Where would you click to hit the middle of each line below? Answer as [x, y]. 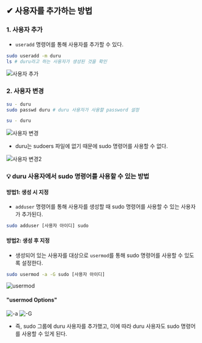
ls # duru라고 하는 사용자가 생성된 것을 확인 [57, 62]
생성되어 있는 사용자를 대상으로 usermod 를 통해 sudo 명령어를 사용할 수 [99, 255]
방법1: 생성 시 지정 [27, 192]
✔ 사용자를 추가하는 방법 [49, 11]
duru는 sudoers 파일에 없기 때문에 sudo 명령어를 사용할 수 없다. [92, 146]
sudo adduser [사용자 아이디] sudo [47, 226]
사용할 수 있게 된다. [44, 333]
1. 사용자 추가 [25, 30]
